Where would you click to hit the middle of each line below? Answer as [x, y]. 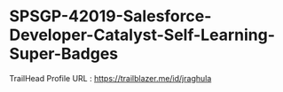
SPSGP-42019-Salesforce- [110, 16]
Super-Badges [64, 54]
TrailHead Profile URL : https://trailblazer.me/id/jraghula [110, 78]
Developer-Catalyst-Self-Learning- [142, 35]
